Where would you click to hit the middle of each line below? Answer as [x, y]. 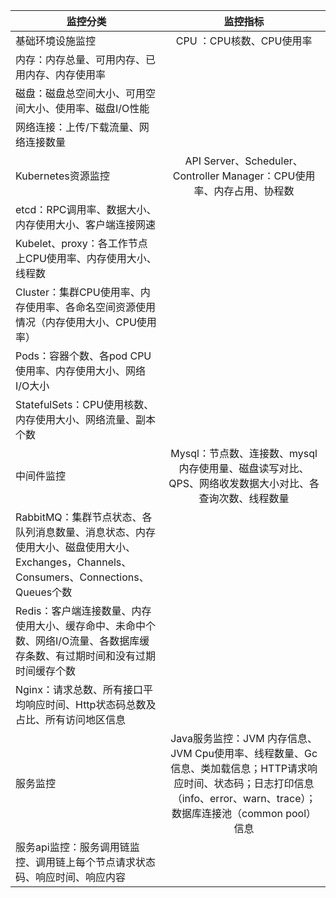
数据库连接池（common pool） [244, 813]
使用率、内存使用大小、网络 [81, 371]
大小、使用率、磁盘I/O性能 [87, 108]
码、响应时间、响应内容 [71, 877]
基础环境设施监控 [56, 41]
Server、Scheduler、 [253, 161]
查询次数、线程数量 [244, 498]
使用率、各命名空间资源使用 [91, 307]
